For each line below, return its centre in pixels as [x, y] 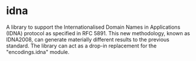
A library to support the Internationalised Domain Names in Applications [93, 27]
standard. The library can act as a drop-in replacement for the [81, 46]
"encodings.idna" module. [38, 52]
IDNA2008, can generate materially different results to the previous [88, 39]
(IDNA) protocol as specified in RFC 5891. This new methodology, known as [98, 33]
